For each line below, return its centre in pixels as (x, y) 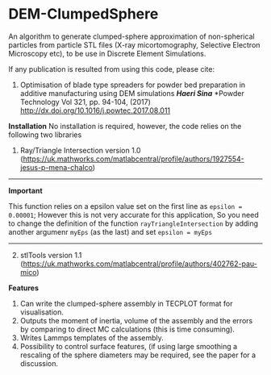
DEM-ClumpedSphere (83, 14)
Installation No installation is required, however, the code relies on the (125, 126)
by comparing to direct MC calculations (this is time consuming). (127, 329)
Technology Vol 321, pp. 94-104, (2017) (85, 102)
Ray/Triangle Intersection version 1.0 (80, 150)
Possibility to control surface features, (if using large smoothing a (129, 346)
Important (25, 190)
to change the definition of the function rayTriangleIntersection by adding (133, 223)
